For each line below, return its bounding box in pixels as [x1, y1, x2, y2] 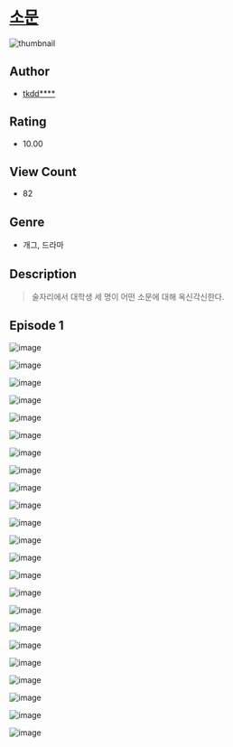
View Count [9, 163, 77, 180]
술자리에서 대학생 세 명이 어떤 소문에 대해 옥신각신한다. [31, 292, 225, 302]
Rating [9, 114, 47, 130]
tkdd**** [22, 88, 56, 98]
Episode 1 [9, 318, 65, 333]
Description [9, 266, 77, 282]
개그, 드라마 [22, 239, 65, 250]
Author [9, 64, 50, 79]
